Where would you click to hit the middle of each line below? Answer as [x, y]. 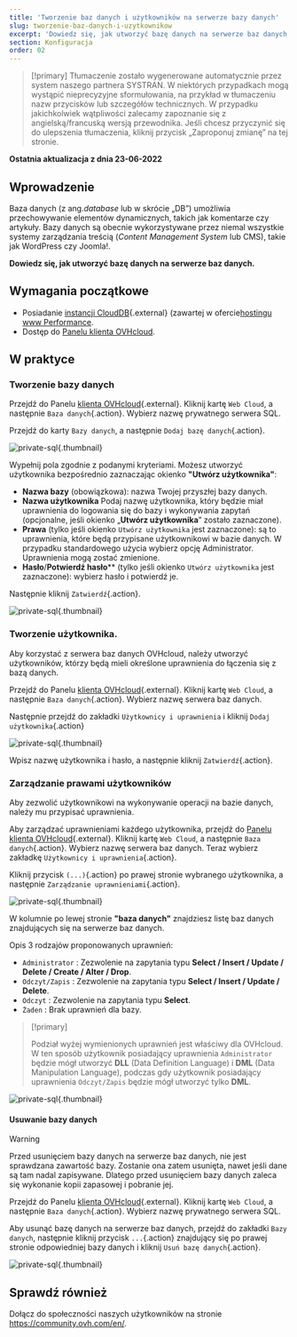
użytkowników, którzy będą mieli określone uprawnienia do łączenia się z [143, 663]
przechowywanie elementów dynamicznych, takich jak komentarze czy [139, 218]
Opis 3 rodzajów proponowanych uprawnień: [91, 945]
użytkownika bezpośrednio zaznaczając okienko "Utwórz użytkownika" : [143, 474]
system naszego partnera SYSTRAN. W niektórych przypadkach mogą [160, 85]
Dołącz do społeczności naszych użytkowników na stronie [116, 1314]
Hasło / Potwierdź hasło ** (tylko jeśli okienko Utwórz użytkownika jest [148, 567]
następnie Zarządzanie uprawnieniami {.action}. [94, 884]
